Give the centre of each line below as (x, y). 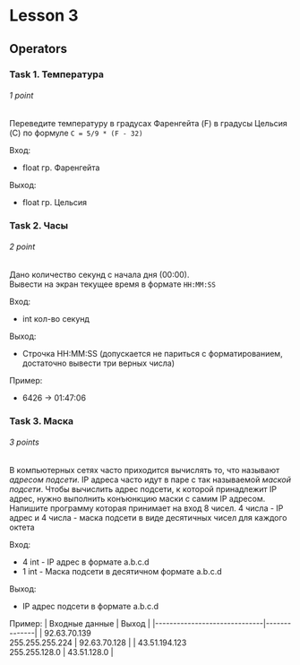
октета (22, 527)
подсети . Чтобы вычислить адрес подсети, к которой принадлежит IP (143, 488)
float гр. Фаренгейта (61, 168)
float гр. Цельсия (55, 202)
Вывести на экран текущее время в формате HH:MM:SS (113, 284)
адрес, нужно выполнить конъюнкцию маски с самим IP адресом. (137, 498)
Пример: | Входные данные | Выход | (80, 623)
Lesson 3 (44, 16)
